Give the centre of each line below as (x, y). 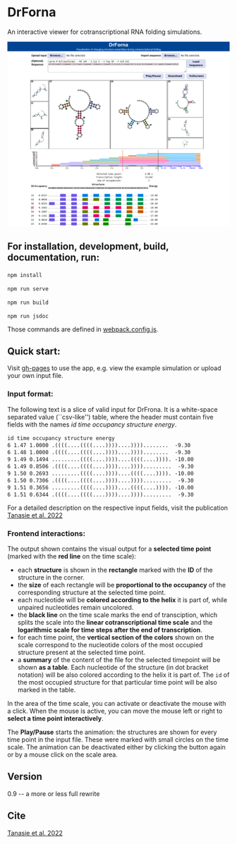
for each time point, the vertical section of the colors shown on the (116, 637)
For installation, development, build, (88, 246)
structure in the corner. (51, 577)
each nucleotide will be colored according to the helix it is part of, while (122, 599)
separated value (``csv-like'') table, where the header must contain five (110, 417)
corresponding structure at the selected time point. (91, 592)
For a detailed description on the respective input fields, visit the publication (117, 508)
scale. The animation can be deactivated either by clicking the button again (116, 747)
